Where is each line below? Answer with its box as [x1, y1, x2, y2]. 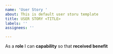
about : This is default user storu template [5, 12, 99, 17]
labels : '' [5, 21, 28, 26]
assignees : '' [5, 26, 35, 30]
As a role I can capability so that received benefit [5, 43, 108, 49]
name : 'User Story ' [5, 7, 48, 12]
